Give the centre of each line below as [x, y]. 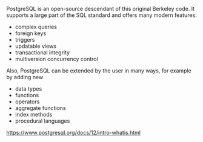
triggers [25, 40]
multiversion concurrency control [56, 59]
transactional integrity [42, 53]
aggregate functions [40, 108]
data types [28, 89]
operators [27, 102]
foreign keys [31, 33]
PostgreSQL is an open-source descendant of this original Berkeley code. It [101, 9]
